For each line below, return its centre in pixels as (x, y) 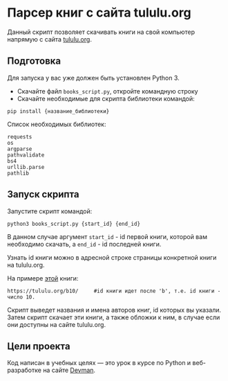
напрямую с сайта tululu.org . (49, 39)
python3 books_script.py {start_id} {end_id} (74, 224)
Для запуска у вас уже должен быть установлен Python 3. (93, 78)
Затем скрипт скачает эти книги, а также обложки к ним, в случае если (114, 317)
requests (20, 136)
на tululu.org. (26, 265)
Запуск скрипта (43, 194)
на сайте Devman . (69, 370)
